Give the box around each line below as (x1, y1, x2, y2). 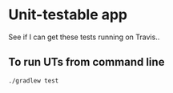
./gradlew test (8, 76, 59, 85)
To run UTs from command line (8, 55, 165, 69)
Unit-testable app (8, 6, 128, 24)
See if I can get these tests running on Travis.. (8, 32, 160, 42)
